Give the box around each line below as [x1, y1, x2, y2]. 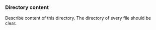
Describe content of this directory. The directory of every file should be [5, 15, 152, 21]
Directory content [5, 4, 49, 11]
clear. [5, 20, 16, 26]
